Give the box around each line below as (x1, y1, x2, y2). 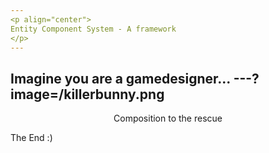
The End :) (10, 132, 53, 144)
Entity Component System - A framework (10, 24, 177, 34)
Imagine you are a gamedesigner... (10, 70, 231, 87)
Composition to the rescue (113, 112, 223, 125)
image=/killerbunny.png (10, 86, 165, 103)
